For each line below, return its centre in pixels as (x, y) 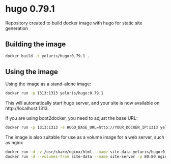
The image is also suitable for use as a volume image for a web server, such (85, 137)
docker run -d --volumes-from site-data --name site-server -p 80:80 (81, 157)
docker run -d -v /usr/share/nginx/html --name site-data (68, 152)
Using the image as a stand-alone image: (48, 84)
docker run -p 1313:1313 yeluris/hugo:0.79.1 (54, 93)
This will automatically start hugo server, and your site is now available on (82, 103)
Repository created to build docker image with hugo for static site (74, 23)
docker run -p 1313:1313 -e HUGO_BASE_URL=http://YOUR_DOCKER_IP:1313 (82, 127)
